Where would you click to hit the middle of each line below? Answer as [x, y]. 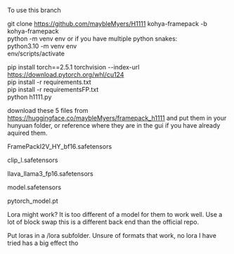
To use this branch [34, 10]
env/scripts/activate [36, 53]
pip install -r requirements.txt [49, 82]
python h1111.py [30, 97]
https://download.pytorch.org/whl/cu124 [66, 74]
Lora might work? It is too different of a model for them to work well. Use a [115, 214]
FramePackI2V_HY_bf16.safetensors [60, 146]
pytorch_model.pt [33, 201]
